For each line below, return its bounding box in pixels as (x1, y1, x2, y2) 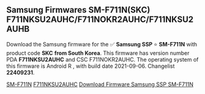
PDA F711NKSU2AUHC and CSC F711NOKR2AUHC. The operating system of (6, 56, 199, 63)
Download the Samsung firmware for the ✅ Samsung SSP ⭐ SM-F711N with (6, 40, 198, 48)
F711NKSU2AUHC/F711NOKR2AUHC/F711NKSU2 (6, 15, 194, 25)
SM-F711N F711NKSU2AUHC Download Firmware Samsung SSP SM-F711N (6, 81, 194, 88)
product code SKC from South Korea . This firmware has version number (6, 49, 190, 57)
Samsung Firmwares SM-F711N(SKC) (6, 5, 151, 15)
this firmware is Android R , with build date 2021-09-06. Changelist (6, 62, 175, 70)
